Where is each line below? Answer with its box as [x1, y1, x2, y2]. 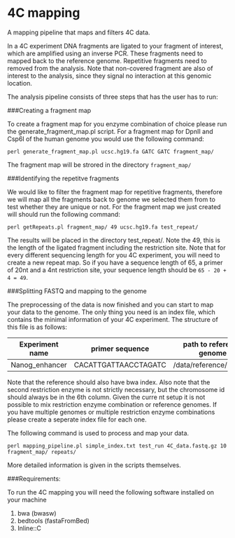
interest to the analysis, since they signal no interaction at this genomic [7, 72, 212, 80]
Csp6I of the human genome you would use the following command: [7, 135, 204, 143]
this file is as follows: [7, 323, 68, 331]
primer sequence [90, 344, 150, 354]
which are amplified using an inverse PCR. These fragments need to [7, 49, 204, 58]
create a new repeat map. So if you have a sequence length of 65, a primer [7, 258, 223, 267]
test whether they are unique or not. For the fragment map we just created [7, 202, 222, 211]
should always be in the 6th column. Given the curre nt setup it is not [7, 393, 206, 401]
